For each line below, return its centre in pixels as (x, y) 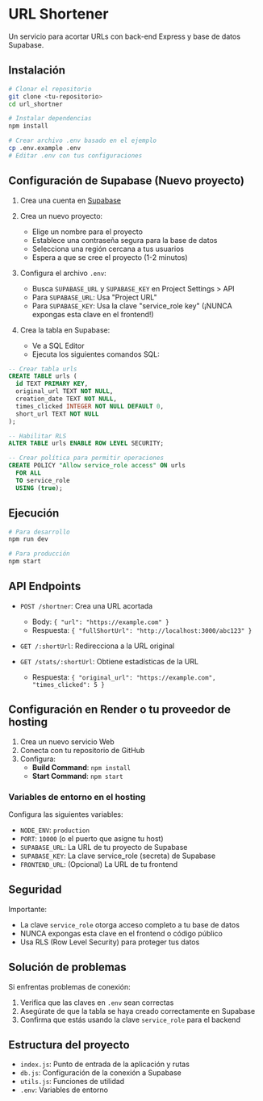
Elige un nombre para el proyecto (88, 232)
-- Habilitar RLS (38, 436)
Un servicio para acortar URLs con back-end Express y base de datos (124, 36)
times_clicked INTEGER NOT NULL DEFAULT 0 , (90, 406)
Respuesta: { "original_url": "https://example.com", (124, 677)
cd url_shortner (35, 104)
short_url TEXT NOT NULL (57, 414)
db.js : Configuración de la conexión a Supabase (100, 1073)
